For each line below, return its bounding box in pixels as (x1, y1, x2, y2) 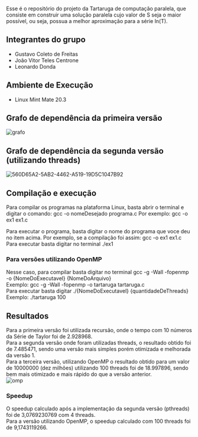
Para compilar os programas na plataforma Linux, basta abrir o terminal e (6, 204, 184, 211)
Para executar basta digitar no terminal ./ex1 (6, 240, 113, 248)
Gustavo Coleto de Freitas (14, 50, 79, 57)
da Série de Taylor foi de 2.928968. (6, 333, 93, 340)
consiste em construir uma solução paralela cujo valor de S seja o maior (6, 11, 181, 18)
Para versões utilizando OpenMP (6, 255, 102, 263)
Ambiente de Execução (6, 80, 93, 91)
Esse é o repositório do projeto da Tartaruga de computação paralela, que (6, 5, 186, 12)
